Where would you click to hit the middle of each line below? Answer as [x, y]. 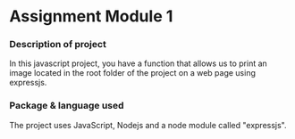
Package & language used [67, 106]
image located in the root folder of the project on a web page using [133, 73]
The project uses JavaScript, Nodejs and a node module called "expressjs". [148, 125]
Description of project [58, 45]
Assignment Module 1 [91, 16]
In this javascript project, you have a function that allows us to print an [139, 63]
